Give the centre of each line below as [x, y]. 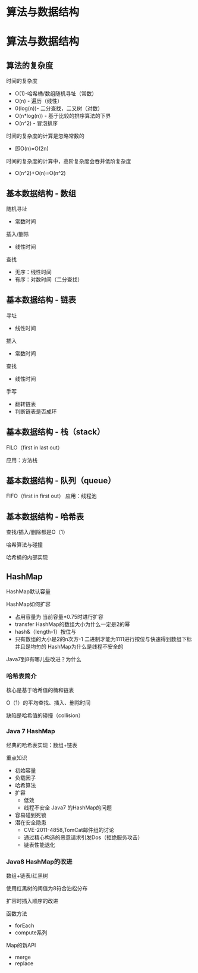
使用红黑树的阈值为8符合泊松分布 [47, 888]
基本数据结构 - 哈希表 [45, 516]
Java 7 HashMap [31, 731]
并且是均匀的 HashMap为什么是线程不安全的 [69, 647]
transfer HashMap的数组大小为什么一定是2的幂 [72, 624]
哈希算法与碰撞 [24, 545]
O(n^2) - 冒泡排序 [36, 123]
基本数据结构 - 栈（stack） [56, 432]
